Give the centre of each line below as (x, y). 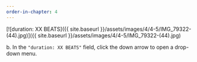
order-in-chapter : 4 (32, 12)
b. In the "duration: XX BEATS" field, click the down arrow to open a (90, 47)
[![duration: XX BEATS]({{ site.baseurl (53, 29)
